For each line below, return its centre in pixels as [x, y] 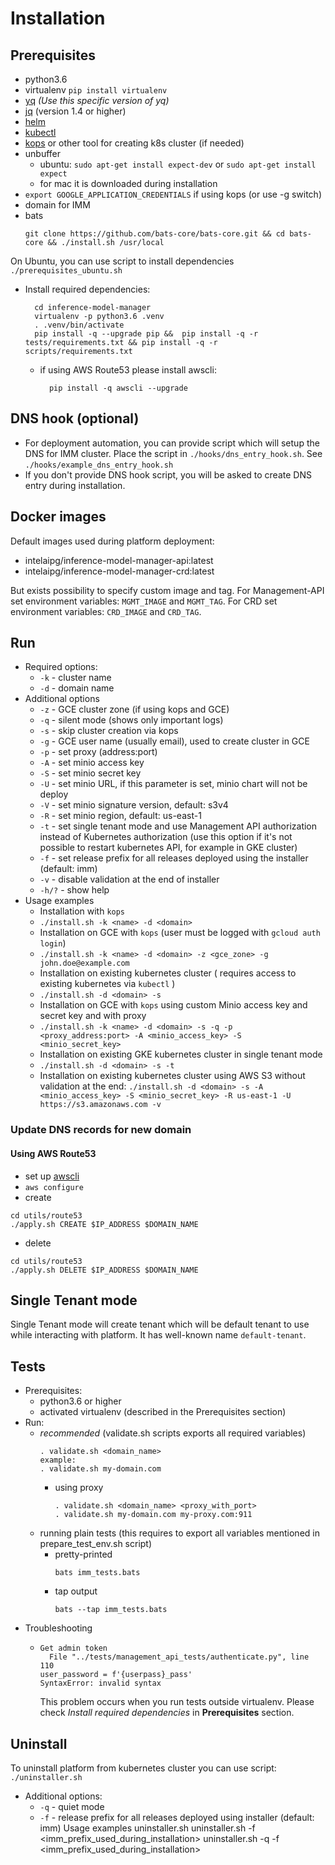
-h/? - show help [74, 890]
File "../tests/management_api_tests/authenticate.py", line [179, 1657]
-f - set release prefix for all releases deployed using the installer [174, 858]
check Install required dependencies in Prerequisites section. [167, 1713]
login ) [53, 943]
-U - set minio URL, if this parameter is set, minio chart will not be [173, 784]
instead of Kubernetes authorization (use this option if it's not [166, 837]
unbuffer [43, 153]
